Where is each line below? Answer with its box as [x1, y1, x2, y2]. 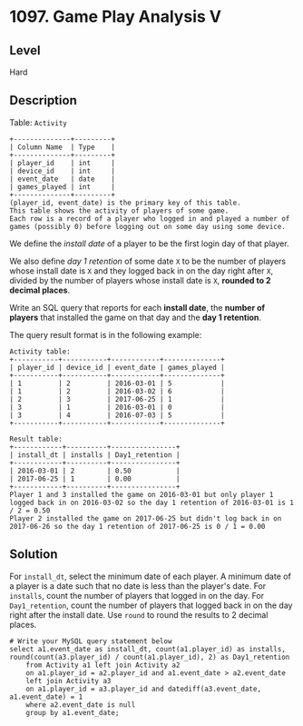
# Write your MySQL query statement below [9, 636, 172, 646]
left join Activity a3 [25, 676, 112, 685]
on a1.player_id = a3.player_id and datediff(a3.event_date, [25, 684, 261, 693]
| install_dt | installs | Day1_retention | [9, 450, 181, 460]
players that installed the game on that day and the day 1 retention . [9, 312, 261, 323]
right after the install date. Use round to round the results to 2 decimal [9, 609, 269, 620]
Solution [9, 547, 58, 562]
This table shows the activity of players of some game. [9, 206, 230, 215]
